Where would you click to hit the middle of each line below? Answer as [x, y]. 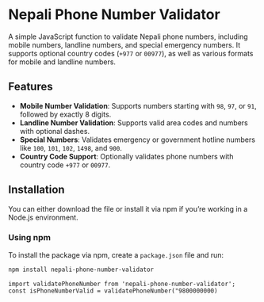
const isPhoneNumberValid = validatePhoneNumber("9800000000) [113, 291]
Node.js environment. [43, 217]
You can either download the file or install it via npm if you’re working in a [128, 208]
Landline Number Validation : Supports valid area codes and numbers [134, 122]
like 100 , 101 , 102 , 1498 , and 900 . [71, 147]
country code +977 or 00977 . [65, 165]
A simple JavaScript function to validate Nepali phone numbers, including [128, 36]
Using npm [30, 238]
